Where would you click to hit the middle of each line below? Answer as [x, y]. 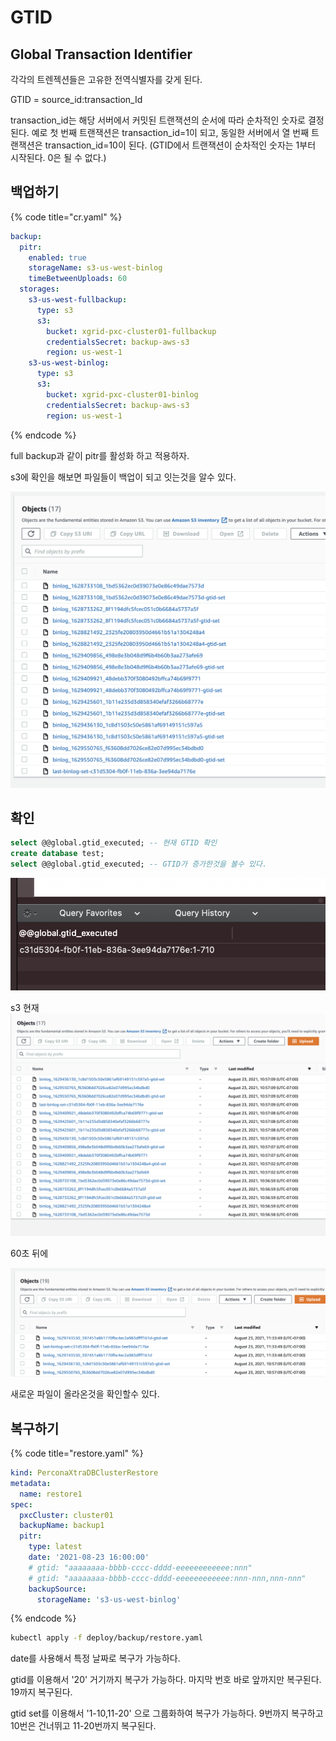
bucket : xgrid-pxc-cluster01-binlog [122, 394]
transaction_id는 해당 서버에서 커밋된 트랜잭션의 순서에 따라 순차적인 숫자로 [158, 120]
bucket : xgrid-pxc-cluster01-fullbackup [131, 331]
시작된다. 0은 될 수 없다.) [58, 157]
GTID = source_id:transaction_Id [76, 99]
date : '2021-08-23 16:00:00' [89, 1557]
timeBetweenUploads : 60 [78, 279]
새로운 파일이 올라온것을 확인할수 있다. [85, 1394]
